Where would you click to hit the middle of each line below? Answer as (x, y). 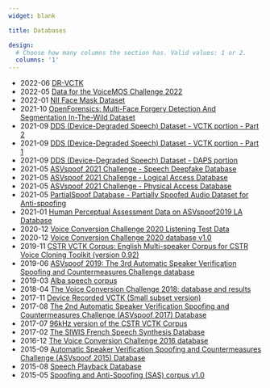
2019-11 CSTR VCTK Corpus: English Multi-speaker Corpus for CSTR (134, 247)
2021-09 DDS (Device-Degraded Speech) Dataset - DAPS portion (129, 160)
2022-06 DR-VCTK (52, 83)
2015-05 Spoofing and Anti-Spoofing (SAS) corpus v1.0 (112, 375)
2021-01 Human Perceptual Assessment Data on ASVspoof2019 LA (131, 212)
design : (21, 45)
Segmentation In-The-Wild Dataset (77, 117)
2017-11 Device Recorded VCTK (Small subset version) (110, 298)
